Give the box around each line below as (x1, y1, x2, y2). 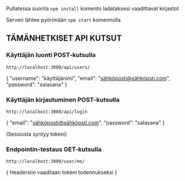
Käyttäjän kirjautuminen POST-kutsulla (6, 95, 120, 103)
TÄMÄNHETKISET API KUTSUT (6, 33, 122, 43)
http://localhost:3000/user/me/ (6, 159, 85, 165)
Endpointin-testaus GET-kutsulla (6, 145, 102, 153)
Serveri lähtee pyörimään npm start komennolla (6, 16, 121, 23)
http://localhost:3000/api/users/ (6, 64, 91, 70)
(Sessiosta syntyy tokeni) (6, 130, 67, 138)
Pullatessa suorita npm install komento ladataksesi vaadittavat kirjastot (6, 5, 179, 12)
